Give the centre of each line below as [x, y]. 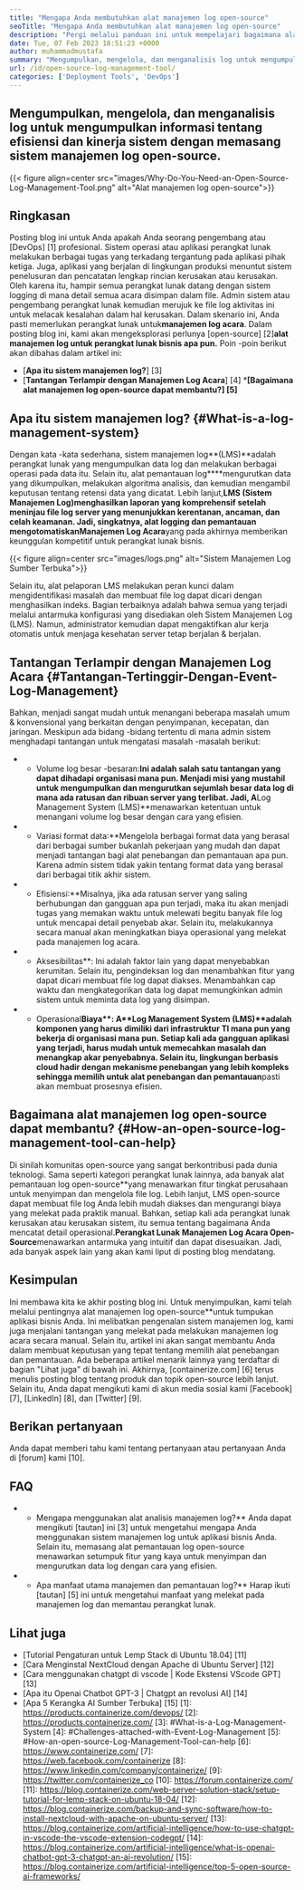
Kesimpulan [44, 1280]
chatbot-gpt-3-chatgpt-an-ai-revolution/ [98, 1857]
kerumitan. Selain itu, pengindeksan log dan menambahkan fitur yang [165, 971]
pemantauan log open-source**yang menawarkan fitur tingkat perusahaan [149, 1184]
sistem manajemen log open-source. [115, 156]
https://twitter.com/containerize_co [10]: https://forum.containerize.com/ [157, 1780]
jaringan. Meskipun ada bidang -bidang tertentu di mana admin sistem [140, 732]
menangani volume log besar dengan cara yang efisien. [140, 817]
